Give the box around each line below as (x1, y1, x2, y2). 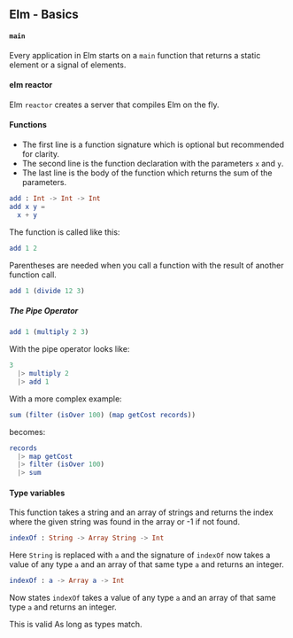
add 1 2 (9, 244, 38, 253)
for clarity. (21, 149, 60, 159)
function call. (9, 269, 58, 280)
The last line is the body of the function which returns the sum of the (21, 167, 273, 178)
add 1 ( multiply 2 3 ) (9, 328, 89, 337)
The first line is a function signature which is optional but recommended (21, 139, 285, 150)
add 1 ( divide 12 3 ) (9, 286, 86, 295)
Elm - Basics (9, 7, 80, 22)
